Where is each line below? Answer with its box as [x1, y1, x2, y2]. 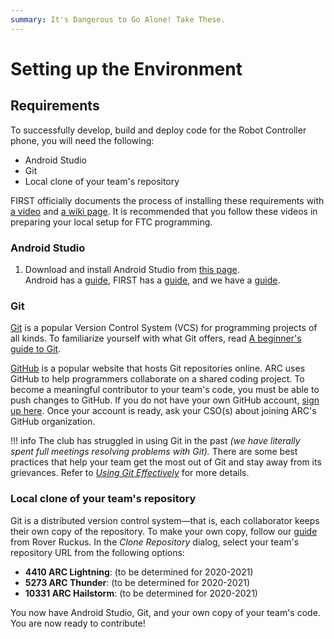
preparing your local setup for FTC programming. [10, 216, 213, 228]
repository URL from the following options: [10, 546, 185, 558]
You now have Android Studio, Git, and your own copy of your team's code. [10, 606, 321, 618]
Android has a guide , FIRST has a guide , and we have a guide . [24, 274, 281, 286]
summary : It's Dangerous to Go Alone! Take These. [10, 14, 226, 25]
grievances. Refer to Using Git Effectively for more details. [10, 467, 250, 479]
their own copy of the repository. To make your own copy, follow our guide [10, 525, 318, 537]
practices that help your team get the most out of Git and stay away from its [10, 456, 322, 468]
